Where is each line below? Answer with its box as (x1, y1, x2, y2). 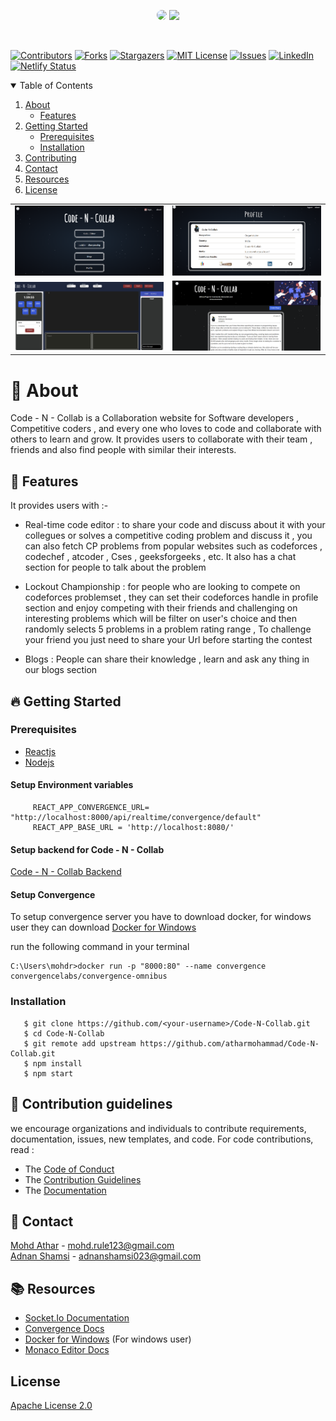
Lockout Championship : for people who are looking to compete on (24, 581, 301, 593)
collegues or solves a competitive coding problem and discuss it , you (24, 530, 313, 542)
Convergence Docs (24, 1323, 105, 1335)
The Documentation (24, 1184, 107, 1196)
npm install (32, 1058, 83, 1069)
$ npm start (23, 1068, 74, 1079)
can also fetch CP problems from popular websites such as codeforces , (24, 540, 323, 552)
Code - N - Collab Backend (10, 866, 122, 878)
